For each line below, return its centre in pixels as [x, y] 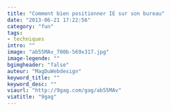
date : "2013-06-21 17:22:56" [49, 20]
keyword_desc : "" [32, 84]
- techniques [26, 39]
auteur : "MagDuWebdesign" [44, 71]
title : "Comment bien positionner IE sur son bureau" [86, 13]
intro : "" [21, 46]
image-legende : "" [33, 59]
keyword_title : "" [33, 78]
